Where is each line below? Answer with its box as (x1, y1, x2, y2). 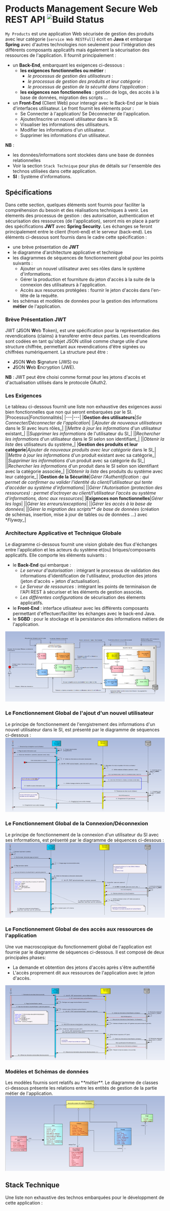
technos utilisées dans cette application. (12, 168, 97, 174)
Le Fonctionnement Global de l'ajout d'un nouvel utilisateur (5, 709, 154, 716)
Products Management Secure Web (5, 3, 158, 15)
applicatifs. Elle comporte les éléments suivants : (5, 552, 107, 558)
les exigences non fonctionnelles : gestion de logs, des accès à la (20, 89, 160, 95)
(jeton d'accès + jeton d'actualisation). (20, 578, 101, 584)
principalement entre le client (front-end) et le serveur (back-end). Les (5, 228, 152, 235)
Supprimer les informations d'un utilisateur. (20, 132, 110, 138)
